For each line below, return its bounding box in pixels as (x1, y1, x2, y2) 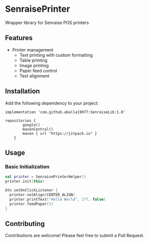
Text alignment (19, 73, 50, 79)
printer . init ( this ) (5, 179, 45, 184)
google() (22, 122, 41, 127)
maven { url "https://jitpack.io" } (22, 131, 97, 136)
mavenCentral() (22, 126, 54, 132)
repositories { (5, 118, 36, 123)
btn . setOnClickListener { (5, 188, 58, 193)
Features (5, 34, 33, 42)
